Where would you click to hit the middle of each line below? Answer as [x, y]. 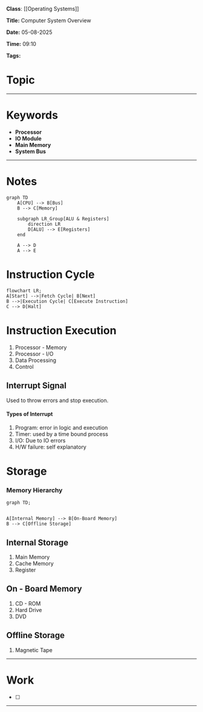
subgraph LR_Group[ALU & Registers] [63, 219]
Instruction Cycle [50, 274]
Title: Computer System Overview [49, 20]
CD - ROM [28, 603]
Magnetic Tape [34, 650]
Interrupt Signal [36, 386]
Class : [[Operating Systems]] [43, 9]
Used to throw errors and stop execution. [57, 400]
